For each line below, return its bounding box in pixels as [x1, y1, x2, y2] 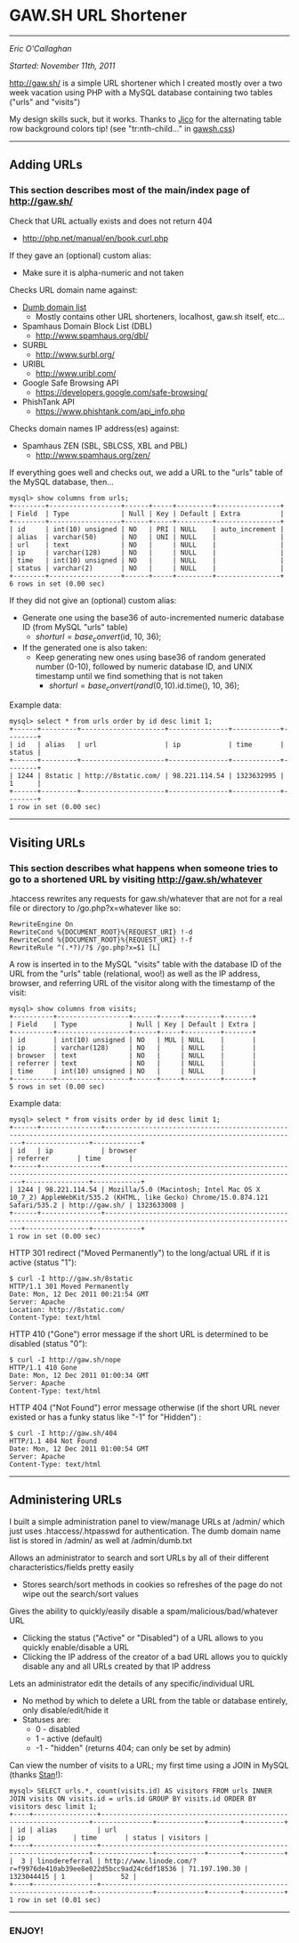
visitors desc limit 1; [9, 1801, 98, 1811]
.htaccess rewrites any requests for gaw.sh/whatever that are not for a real [9, 893, 283, 903]
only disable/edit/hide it [21, 1704, 109, 1715]
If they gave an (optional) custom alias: [9, 250, 151, 261]
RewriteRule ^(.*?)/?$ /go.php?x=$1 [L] [9, 943, 162, 952]
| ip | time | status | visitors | [9, 1833, 209, 1842]
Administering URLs [9, 1493, 123, 1508]
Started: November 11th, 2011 [9, 60, 116, 71]
